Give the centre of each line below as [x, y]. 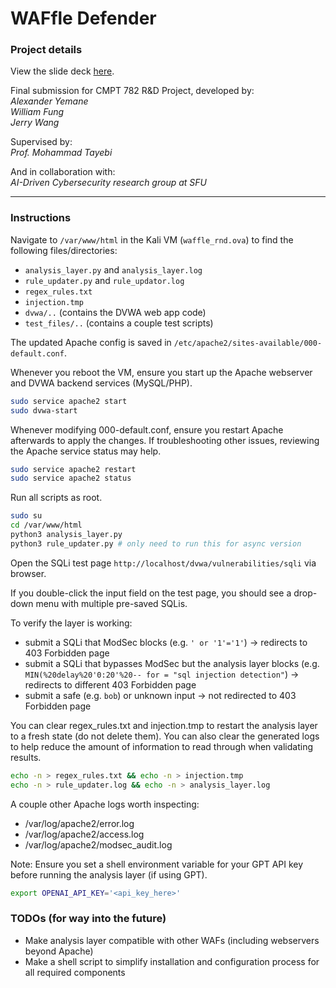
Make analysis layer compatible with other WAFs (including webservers [172, 940]
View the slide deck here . [62, 71]
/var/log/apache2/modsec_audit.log [98, 844]
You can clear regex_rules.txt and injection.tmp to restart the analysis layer [164, 725]
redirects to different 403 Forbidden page [110, 684]
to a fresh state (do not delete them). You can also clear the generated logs [165, 736]
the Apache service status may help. [86, 451]
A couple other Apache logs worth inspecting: [105, 804]
